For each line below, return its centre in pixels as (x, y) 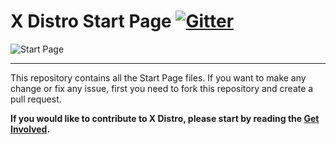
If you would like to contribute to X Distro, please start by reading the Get (165, 118)
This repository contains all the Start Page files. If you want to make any (158, 77)
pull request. (36, 99)
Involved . (30, 129)
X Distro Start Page (91, 21)
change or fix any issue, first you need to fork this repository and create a (162, 88)
